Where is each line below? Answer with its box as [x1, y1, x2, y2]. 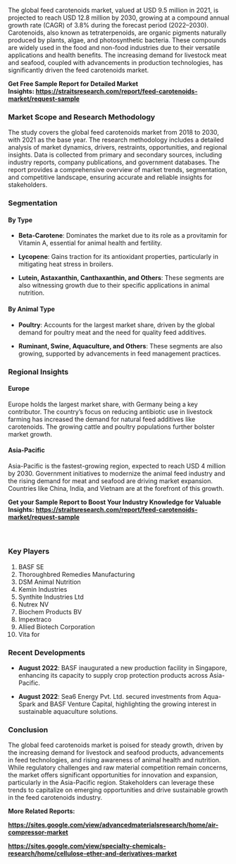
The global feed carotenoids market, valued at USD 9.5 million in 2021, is [8, 6, 219, 14]
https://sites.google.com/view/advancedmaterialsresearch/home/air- [8, 821, 219, 829]
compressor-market [8, 828, 69, 836]
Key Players [8, 547, 50, 556]
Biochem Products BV [18, 607, 82, 616]
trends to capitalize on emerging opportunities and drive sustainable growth [8, 786, 228, 794]
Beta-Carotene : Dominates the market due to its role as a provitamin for [18, 231, 228, 240]
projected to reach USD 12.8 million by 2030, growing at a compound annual [8, 13, 230, 22]
